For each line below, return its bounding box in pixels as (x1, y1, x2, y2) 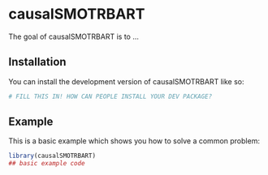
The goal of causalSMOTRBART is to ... (8, 32, 140, 41)
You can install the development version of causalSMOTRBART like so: (8, 76, 244, 86)
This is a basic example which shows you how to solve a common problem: (8, 136, 260, 146)
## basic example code (8, 160, 85, 168)
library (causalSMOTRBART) (8, 152, 96, 160)
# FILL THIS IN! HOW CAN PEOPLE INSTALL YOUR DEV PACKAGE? (8, 92, 213, 100)
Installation (8, 55, 67, 69)
